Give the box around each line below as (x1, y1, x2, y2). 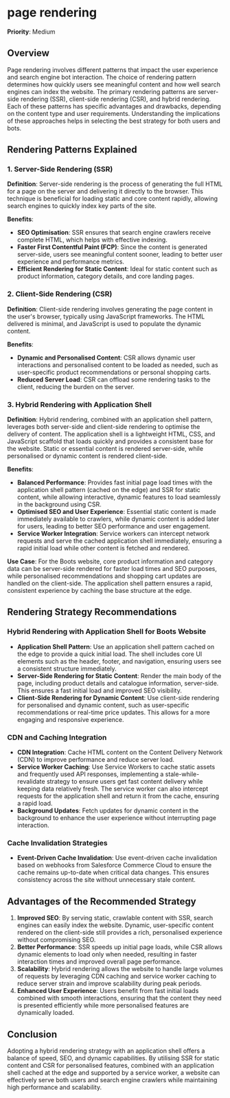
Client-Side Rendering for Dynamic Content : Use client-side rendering (16, 693, 220, 701)
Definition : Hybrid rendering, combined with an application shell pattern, (7, 415, 213, 423)
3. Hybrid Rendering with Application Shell (7, 399, 152, 409)
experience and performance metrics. (16, 257, 125, 266)
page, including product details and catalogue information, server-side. (16, 679, 219, 687)
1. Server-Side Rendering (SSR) (7, 165, 113, 174)
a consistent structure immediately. (16, 664, 117, 673)
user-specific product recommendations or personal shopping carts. (16, 368, 211, 376)
